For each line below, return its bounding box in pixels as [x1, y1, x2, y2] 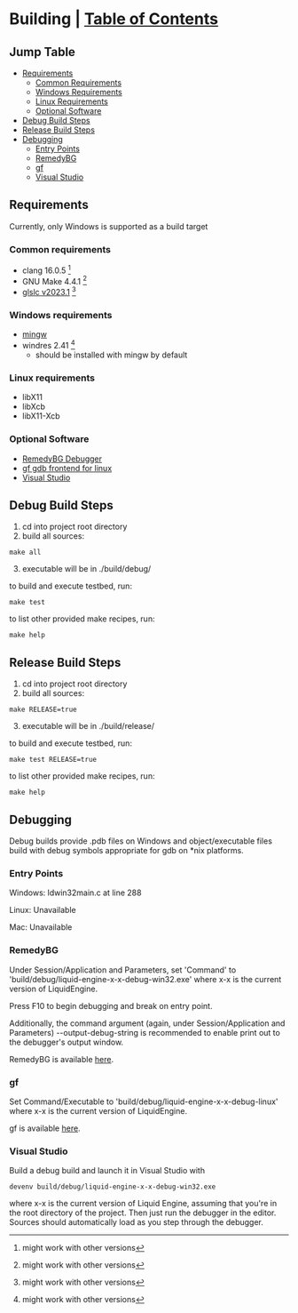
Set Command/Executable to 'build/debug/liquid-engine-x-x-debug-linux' [9, 1096, 278, 1107]
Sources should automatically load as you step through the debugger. [9, 1217, 264, 1228]
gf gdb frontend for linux [21, 462, 113, 473]
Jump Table [9, 44, 75, 60]
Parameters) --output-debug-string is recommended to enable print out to [9, 1027, 281, 1037]
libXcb [21, 401, 46, 412]
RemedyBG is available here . [9, 1053, 114, 1064]
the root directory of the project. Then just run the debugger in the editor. [9, 1207, 277, 1218]
